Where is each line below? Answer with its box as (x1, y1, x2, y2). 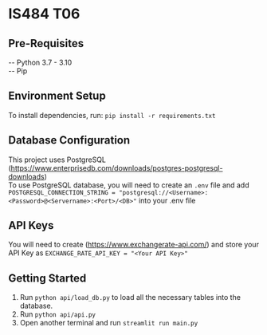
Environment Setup (8, 89, 106, 103)
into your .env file (138, 195, 196, 205)
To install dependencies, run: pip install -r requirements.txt (8, 110, 216, 120)
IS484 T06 (8, 5, 80, 23)
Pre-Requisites (8, 37, 84, 50)
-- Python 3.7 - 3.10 (8, 57, 73, 67)
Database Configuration (8, 133, 131, 148)
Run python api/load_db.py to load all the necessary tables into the (19, 293, 241, 302)
